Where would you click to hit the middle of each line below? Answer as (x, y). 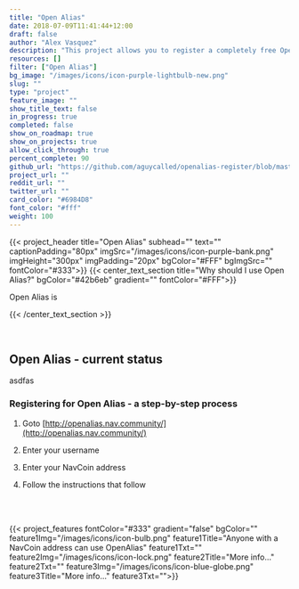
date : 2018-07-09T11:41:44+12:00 (71, 26)
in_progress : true (43, 117)
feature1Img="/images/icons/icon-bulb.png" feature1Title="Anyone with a (144, 538)
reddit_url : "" (37, 184)
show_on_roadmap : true (51, 134)
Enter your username (61, 450)
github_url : (31, 167)
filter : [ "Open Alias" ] (53, 68)
